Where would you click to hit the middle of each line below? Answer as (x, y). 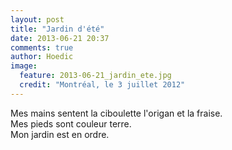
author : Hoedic (42, 57)
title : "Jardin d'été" (57, 29)
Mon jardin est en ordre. (60, 134)
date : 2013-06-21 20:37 (60, 38)
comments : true (42, 47)
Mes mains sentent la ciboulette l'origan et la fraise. (116, 113)
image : (24, 66)
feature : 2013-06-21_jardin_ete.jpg (95, 76)
